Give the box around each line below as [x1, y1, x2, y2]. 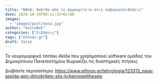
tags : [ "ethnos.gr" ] [5, 35, 48, 40]
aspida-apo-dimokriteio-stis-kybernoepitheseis [5, 73, 103, 79]
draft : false [5, 40, 32, 44]
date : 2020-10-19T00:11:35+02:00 [5, 12, 75, 17]
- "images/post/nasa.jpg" [9, 21, 64, 26]
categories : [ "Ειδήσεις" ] [5, 30, 59, 35]
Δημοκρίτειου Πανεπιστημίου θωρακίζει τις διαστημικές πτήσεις [5, 58, 138, 64]
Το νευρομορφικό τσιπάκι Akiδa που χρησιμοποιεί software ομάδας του [5, 53, 152, 59]
